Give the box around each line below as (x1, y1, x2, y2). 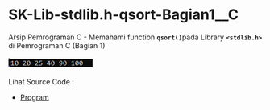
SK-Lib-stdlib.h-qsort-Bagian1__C (8, 6, 239, 24)
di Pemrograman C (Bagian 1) (8, 40, 106, 50)
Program (19, 92, 50, 102)
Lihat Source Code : (8, 76, 75, 86)
